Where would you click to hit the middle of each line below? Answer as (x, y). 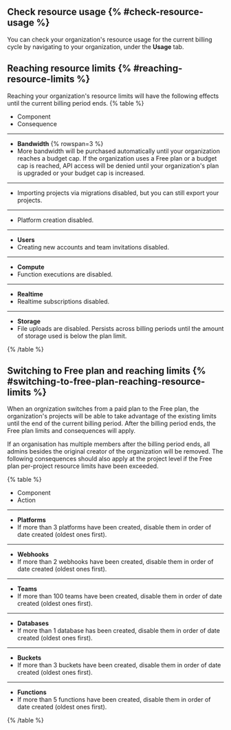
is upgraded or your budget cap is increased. (81, 173)
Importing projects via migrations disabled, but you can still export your (118, 192)
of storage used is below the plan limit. (72, 336)
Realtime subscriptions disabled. (63, 301)
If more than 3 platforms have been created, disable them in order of (114, 527)
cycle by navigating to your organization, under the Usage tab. (96, 47)
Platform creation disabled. (55, 220)
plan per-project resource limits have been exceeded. (83, 466)
